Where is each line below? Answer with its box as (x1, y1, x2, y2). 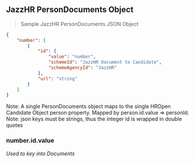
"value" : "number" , (48, 54, 96, 60)
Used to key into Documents (6, 150, 75, 157)
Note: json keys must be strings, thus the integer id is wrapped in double (6, 115, 183, 123)
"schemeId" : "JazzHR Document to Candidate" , (48, 59, 162, 66)
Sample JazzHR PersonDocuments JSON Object (20, 20, 138, 27)
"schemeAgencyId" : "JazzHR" (48, 65, 117, 71)
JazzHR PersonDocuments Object (6, 5, 134, 15)
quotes (6, 122, 24, 129)
